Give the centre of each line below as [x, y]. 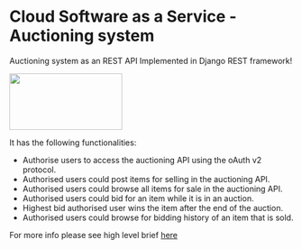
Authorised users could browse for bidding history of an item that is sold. [158, 217]
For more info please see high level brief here [94, 235]
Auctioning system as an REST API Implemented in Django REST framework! [151, 60]
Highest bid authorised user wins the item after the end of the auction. [153, 207]
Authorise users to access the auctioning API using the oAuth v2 [142, 160]
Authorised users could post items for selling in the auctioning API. [146, 179]
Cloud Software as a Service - [123, 17]
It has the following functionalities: [73, 143]
